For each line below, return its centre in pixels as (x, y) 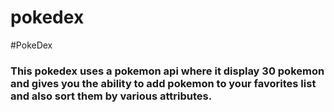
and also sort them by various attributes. (111, 96)
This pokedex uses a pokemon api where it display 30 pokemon (167, 71)
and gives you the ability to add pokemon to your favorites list (163, 83)
